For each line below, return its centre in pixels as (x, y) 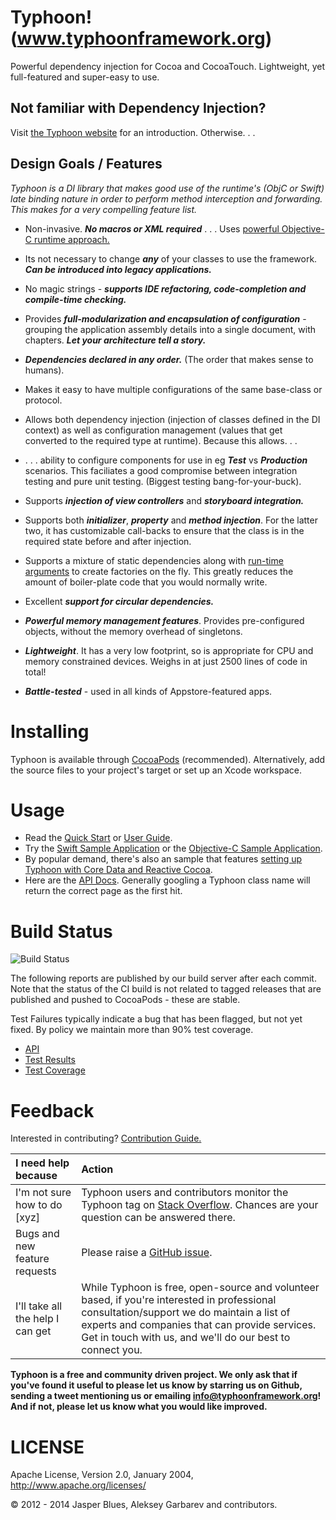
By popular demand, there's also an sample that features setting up (163, 859)
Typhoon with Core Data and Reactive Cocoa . (118, 870)
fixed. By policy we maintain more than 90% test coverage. (132, 1030)
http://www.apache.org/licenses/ (78, 1485)
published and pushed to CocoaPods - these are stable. (125, 1000)
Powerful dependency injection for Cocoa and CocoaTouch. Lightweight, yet (168, 66)
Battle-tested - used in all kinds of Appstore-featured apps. (148, 691)
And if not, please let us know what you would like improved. (139, 1407)
